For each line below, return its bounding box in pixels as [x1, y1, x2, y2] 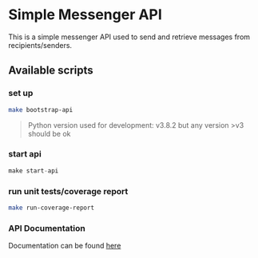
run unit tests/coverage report [8, 185, 129, 196]
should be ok [27, 129, 71, 138]
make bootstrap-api [8, 105, 73, 113]
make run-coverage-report [8, 204, 94, 212]
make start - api [8, 166, 59, 175]
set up [8, 88, 34, 99]
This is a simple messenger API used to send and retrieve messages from [8, 32, 250, 42]
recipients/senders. [8, 40, 73, 50]
